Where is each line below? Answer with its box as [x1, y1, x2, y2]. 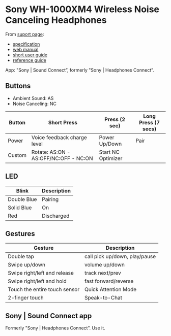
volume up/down [84, 261, 125, 268]
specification [12, 41, 40, 47]
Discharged [42, 212, 70, 219]
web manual [12, 46, 39, 52]
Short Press [48, 119, 78, 126]
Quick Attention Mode [84, 286, 137, 293]
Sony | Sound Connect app [5, 311, 92, 320]
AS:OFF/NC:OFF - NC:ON [31, 155, 93, 162]
